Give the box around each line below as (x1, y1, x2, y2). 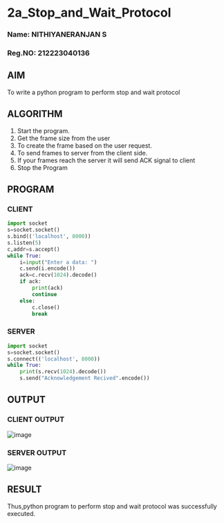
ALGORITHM (7, 108, 63, 120)
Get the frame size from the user (17, 134, 111, 142)
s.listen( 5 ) (7, 239, 41, 246)
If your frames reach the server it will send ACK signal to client (17, 156, 196, 164)
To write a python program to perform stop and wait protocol (7, 88, 180, 96)
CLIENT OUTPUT (7, 415, 65, 425)
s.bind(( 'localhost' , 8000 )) (7, 233, 91, 240)
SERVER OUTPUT (7, 447, 67, 457)
